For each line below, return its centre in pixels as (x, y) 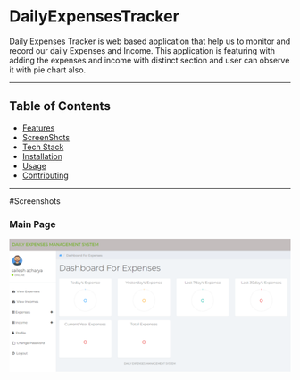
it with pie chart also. (48, 70)
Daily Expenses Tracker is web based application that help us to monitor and (150, 41)
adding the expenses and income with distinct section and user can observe (150, 60)
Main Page (33, 224)
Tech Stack (43, 147)
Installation (42, 156)
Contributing (45, 175)
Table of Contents (60, 106)
